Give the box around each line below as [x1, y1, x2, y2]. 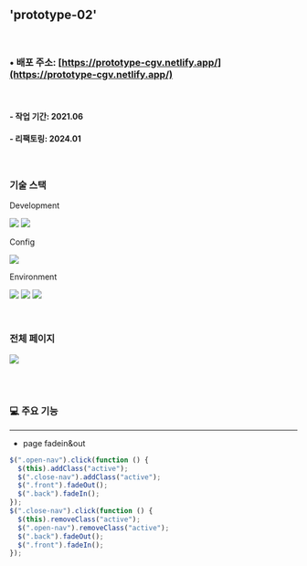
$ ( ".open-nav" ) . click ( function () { [9, 456, 149, 465]
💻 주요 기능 [9, 405, 58, 418]
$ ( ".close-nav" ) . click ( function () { [9, 507, 153, 516]
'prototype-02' [9, 7, 98, 23]
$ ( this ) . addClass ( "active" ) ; [17, 464, 129, 473]
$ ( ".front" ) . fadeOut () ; [17, 481, 108, 490]
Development [9, 200, 60, 211]
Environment [9, 271, 58, 282]
